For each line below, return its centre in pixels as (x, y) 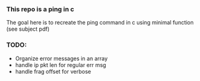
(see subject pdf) (28, 29)
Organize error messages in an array (61, 58)
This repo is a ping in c (40, 9)
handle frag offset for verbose (53, 71)
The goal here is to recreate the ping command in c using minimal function (100, 23)
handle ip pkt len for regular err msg (61, 65)
